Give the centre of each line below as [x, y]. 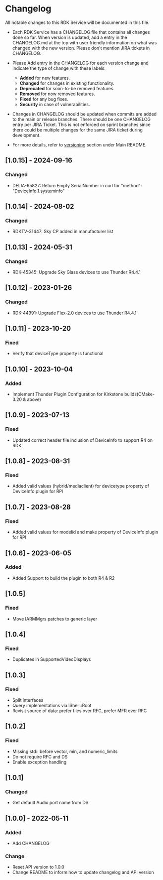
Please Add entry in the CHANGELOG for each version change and [80, 63]
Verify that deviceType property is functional [58, 354]
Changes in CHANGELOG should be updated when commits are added [84, 114]
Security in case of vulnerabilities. [55, 104]
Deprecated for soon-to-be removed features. [67, 88]
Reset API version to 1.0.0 [38, 867]
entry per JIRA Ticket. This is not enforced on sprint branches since [81, 125]
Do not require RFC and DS [40, 756]
